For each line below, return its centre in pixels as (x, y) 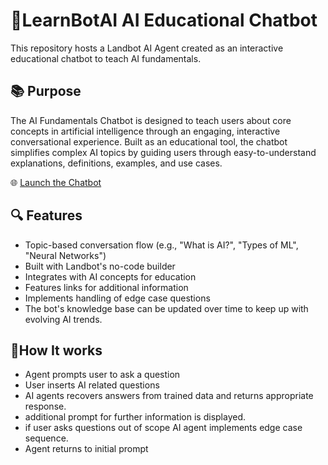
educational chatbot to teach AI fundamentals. (106, 58)
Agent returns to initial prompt (86, 449)
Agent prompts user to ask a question (102, 375)
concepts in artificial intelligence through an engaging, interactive (145, 131)
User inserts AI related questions (92, 385)
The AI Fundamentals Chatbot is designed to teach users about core (151, 120)
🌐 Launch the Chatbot (56, 182)
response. (45, 406)
